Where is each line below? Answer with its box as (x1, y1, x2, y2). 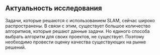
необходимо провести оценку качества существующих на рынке (5, 39, 146, 45)
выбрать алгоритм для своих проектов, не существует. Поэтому (5, 33, 144, 39)
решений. (5, 44, 26, 50)
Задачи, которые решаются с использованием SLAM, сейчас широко (5, 17, 155, 23)
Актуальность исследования (5, 4, 102, 13)
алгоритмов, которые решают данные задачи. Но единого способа (5, 28, 150, 34)
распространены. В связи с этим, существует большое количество (5, 23, 151, 29)
